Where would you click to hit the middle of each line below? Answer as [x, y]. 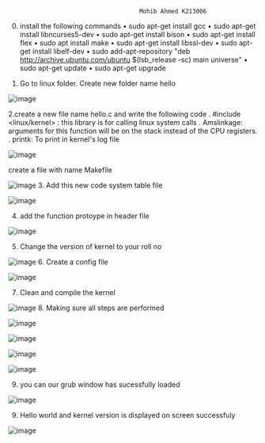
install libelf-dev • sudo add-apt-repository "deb [112, 51]
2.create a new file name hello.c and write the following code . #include [125, 114]
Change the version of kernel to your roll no [91, 246]
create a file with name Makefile [60, 170]
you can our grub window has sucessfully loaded [100, 384]
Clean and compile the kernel [68, 292]
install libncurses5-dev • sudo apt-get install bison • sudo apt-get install [137, 34]
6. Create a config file [74, 262]
